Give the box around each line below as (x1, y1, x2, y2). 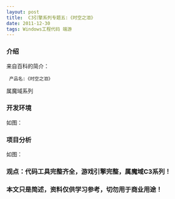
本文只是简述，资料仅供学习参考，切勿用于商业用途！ (6, 185, 163, 194)
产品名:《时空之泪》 (9, 76, 53, 82)
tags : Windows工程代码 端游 (6, 26, 72, 32)
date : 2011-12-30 (6, 20, 51, 26)
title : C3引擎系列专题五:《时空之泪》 (6, 15, 96, 21)
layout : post (6, 9, 40, 15)
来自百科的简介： (6, 62, 49, 70)
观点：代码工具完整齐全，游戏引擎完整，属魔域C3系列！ (6, 167, 171, 176)
